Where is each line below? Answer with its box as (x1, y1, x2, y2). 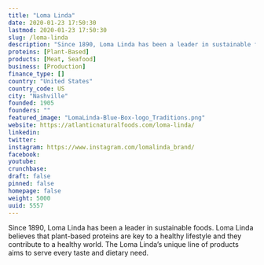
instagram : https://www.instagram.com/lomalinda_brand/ (8, 143, 195, 151)
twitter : (8, 135, 37, 144)
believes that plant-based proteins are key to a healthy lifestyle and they (8, 231, 242, 241)
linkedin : (8, 128, 41, 136)
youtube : (8, 158, 37, 166)
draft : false (8, 172, 51, 181)
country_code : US (8, 84, 65, 93)
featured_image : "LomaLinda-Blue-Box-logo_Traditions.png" (8, 114, 206, 122)
